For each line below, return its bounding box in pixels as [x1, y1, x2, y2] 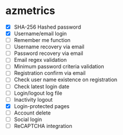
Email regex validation [13, 57, 67, 64]
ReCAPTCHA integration [13, 122, 72, 129]
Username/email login [13, 30, 67, 37]
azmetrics [5, 4, 56, 18]
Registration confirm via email [13, 70, 86, 77]
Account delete [13, 109, 51, 116]
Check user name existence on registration [13, 76, 118, 83]
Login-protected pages [13, 102, 70, 109]
